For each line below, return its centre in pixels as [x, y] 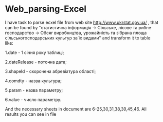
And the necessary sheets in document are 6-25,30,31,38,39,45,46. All [76, 109]
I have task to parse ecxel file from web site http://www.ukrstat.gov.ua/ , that [82, 22]
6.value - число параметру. [33, 99]
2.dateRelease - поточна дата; [36, 62]
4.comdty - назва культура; [33, 81]
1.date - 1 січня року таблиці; [35, 52]
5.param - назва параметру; [34, 90]
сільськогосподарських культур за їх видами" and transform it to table [78, 38]
